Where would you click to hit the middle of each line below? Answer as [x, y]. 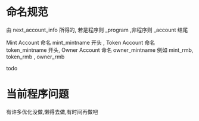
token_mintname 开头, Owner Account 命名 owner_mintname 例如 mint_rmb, [100, 50]
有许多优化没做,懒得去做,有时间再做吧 [52, 111]
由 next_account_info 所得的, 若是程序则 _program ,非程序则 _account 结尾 [97, 30]
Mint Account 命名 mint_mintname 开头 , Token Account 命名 [81, 42]
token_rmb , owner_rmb [35, 57]
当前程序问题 [38, 94]
